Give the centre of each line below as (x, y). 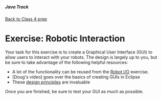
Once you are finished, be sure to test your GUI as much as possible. (74, 91)
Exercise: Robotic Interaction (65, 39)
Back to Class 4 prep (26, 19)
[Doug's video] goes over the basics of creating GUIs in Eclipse (76, 77)
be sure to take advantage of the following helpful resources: (67, 62)
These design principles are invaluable (51, 82)
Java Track (17, 7)
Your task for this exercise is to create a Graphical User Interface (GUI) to (79, 52)
